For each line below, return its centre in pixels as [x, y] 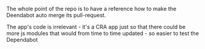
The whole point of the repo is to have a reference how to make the [91, 9]
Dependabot [22, 40]
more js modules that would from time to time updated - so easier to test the [103, 33]
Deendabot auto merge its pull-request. [56, 15]
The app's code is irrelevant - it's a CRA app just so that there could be [96, 27]
